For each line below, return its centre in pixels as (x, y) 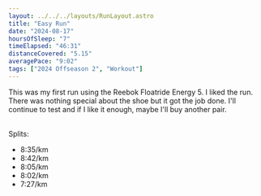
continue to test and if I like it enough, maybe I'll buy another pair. (118, 109)
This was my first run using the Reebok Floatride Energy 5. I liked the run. (131, 92)
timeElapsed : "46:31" (45, 46)
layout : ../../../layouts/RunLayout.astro (81, 16)
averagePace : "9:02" (43, 62)
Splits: (19, 133)
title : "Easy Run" (39, 24)
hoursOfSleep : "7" (39, 39)
